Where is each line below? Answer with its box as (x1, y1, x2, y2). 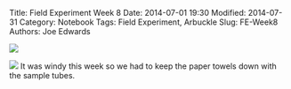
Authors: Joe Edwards (9, 26, 91, 36)
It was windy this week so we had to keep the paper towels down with (20, 61, 278, 71)
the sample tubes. (9, 70, 76, 80)
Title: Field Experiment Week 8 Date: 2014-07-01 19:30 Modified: (9, 8, 247, 18)
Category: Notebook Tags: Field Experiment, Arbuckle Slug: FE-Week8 (19, 17, 279, 27)
